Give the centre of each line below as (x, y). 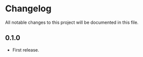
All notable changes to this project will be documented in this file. (72, 22)
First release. (26, 50)
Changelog (28, 9)
